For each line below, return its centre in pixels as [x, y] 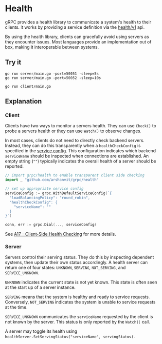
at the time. [16, 307]
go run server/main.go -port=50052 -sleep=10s [53, 78]
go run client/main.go [28, 86]
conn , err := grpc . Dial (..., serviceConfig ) [51, 225]
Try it [13, 62]
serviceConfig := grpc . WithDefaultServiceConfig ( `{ [58, 193]
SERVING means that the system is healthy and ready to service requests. [77, 297]
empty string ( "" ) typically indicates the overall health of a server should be [81, 161]
